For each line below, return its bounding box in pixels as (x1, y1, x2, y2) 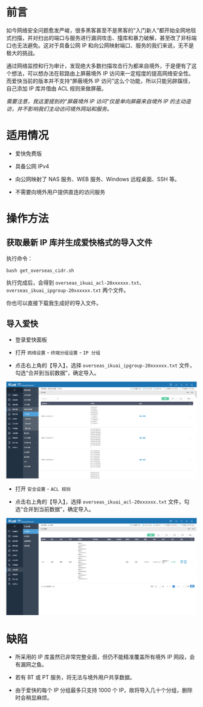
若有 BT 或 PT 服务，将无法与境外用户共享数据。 (14, 674, 135, 681)
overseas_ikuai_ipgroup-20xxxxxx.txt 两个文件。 (6, 286, 129, 294)
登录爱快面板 (14, 336, 47, 343)
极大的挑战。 (6, 49, 38, 56)
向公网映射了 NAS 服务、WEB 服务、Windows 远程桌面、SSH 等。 (14, 175, 180, 182)
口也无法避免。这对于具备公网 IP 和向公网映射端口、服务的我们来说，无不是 (6, 42, 195, 49)
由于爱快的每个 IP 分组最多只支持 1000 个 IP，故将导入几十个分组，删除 (14, 686, 193, 694)
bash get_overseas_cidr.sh (6, 267, 74, 274)
